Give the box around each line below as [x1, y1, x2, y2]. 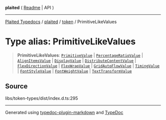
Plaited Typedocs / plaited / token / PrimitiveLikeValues [5, 19, 117, 25]
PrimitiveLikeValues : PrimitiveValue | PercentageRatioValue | [17, 52, 143, 58]
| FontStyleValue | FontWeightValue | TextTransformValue [17, 68, 132, 74]
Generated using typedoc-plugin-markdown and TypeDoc [5, 109, 124, 115]
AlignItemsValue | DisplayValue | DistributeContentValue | [17, 57, 137, 63]
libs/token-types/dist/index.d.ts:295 [5, 95, 78, 101]
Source [5, 82, 28, 90]
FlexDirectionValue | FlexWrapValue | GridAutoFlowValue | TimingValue [17, 62, 160, 68]
